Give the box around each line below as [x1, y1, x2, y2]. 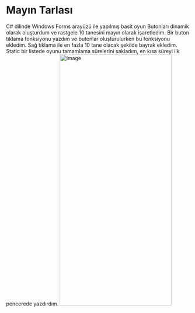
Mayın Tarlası [6, 4, 73, 17]
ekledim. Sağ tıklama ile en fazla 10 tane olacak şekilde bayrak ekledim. [6, 41, 177, 48]
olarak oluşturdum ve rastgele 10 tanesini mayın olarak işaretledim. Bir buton [6, 29, 190, 36]
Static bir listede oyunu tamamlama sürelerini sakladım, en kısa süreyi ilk [6, 47, 180, 54]
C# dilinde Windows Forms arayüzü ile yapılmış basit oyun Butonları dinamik [6, 23, 189, 30]
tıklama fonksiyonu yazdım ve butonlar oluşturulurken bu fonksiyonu [6, 35, 170, 42]
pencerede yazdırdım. [6, 300, 59, 307]
